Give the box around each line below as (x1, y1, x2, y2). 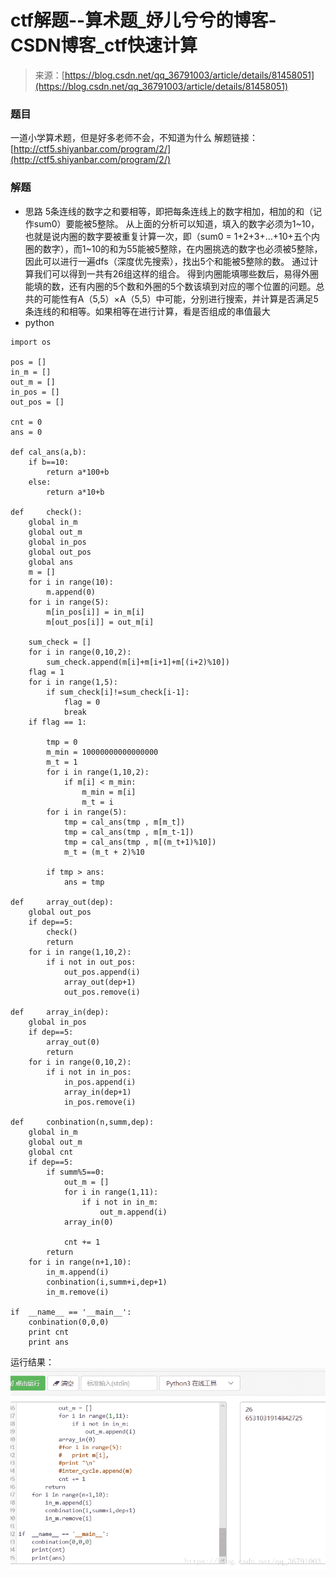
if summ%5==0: (46, 1167, 105, 1177)
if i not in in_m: (81, 1197, 159, 1207)
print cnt (28, 1327, 70, 1337)
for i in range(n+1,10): (28, 1257, 132, 1267)
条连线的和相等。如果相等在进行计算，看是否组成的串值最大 (24, 305, 271, 317)
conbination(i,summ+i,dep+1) (46, 1277, 168, 1287)
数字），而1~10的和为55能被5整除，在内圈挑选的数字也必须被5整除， (42, 242, 323, 255)
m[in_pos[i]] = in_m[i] (46, 607, 145, 617)
